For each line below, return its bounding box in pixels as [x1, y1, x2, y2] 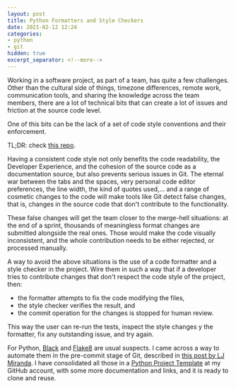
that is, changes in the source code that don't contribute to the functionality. [7, 200, 229, 208]
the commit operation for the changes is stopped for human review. [17, 309, 214, 317]
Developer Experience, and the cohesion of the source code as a [7, 162, 196, 171]
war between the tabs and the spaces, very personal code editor [7, 177, 196, 186]
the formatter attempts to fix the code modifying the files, [17, 293, 185, 302]
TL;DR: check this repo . [7, 141, 76, 149]
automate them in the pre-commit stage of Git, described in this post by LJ [7, 351, 225, 360]
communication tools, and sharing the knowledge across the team [7, 91, 200, 99]
